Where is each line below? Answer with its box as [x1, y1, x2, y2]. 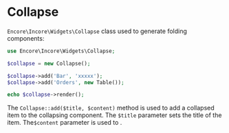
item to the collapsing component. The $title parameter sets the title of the [7, 111, 222, 119]
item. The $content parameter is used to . [7, 119, 122, 127]
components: [7, 34, 45, 42]
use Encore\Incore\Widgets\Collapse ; [7, 48, 116, 54]
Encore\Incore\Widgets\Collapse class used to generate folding [7, 27, 188, 35]
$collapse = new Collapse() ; [7, 60, 91, 67]
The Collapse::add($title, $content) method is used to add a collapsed [7, 104, 215, 112]
